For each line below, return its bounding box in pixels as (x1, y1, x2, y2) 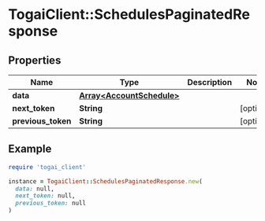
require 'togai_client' (8, 163, 87, 171)
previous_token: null (15, 199, 87, 208)
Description (187, 77, 233, 87)
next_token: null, (15, 192, 77, 200)
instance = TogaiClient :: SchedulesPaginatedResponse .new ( (8, 177, 203, 186)
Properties (8, 53, 62, 67)
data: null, (15, 185, 55, 193)
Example (8, 142, 52, 156)
